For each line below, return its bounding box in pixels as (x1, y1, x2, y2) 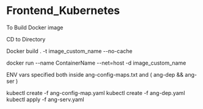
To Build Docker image (6, 24, 64, 31)
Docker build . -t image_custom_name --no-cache (6, 47, 133, 55)
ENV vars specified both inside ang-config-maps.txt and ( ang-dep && (6, 71, 184, 78)
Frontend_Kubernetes (6, 4, 120, 18)
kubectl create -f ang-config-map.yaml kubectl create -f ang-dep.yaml (6, 89, 185, 96)
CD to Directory (6, 35, 46, 43)
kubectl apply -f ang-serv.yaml (6, 96, 84, 103)
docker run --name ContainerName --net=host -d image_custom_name (6, 59, 186, 66)
